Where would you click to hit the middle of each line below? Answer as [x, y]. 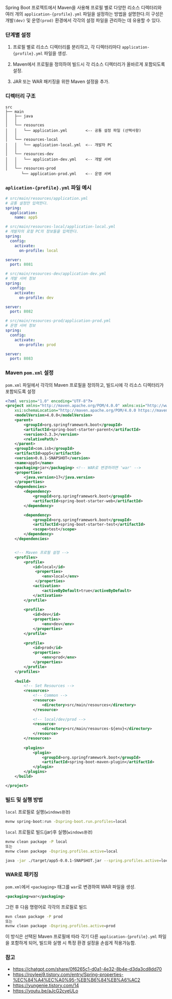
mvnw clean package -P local [36, 842]
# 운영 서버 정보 [20, 326]
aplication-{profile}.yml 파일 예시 [48, 188]
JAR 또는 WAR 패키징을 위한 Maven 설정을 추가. [61, 81]
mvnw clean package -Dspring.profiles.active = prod [60, 926]
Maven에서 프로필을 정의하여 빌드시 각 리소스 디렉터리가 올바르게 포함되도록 [89, 64]
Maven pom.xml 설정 [29, 373]
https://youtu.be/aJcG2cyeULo [45, 991]
